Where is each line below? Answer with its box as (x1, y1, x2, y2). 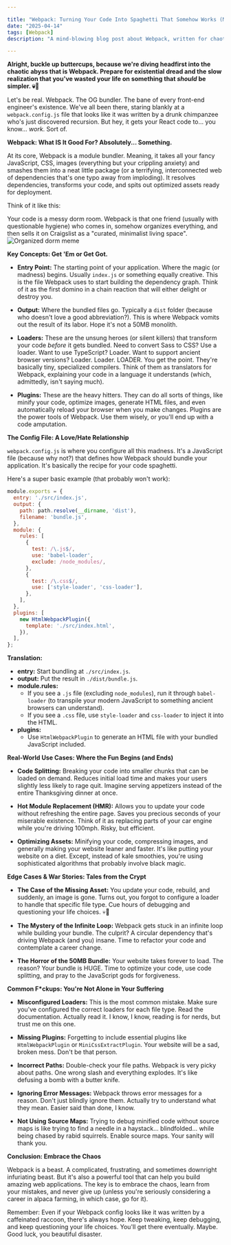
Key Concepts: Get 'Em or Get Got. (7, 250, 108, 258)
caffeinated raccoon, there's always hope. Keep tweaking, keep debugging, (7, 1215, 221, 1224)
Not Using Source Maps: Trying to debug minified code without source (16, 1117, 219, 1125)
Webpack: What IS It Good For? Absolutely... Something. (7, 138, 173, 146)
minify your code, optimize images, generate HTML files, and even (16, 398, 206, 406)
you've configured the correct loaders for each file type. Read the (16, 1005, 204, 1014)
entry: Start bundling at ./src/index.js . (16, 668, 131, 676)
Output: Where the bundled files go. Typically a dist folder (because (16, 306, 213, 314)
